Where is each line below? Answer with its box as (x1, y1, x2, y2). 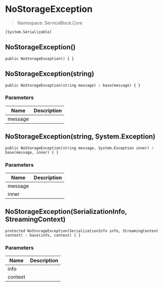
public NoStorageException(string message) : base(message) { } (5, 83, 141, 88)
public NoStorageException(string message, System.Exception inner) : (5, 145, 154, 150)
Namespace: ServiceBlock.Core (17, 20, 83, 26)
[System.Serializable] (5, 29, 52, 34)
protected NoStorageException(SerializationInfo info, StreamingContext (5, 228, 159, 233)
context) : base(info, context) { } (5, 232, 81, 238)
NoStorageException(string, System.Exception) (5, 133, 156, 141)
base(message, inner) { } (5, 150, 58, 155)
